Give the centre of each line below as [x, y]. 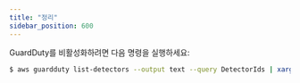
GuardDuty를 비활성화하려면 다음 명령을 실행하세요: [100, 52]
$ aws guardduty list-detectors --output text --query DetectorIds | [142, 69]
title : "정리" [33, 17]
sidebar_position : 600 [51, 26]
